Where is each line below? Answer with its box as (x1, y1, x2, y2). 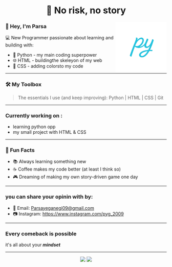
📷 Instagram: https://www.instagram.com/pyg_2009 (12, 210, 124, 216)
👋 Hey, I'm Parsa (5, 23, 47, 30)
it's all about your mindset (5, 241, 60, 248)
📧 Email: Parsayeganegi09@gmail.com (12, 205, 95, 211)
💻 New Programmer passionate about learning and (5, 35, 114, 41)
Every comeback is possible (5, 230, 77, 237)
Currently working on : (5, 112, 63, 119)
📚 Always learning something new (12, 158, 87, 165)
